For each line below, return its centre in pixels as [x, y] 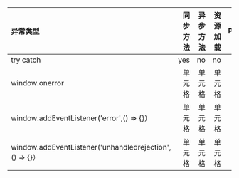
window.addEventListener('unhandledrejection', [91, 147]
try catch [26, 60]
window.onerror [37, 83]
